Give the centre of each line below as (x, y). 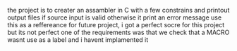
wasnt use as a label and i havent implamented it (78, 40)
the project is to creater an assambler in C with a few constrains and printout (119, 10)
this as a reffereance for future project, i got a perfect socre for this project (116, 25)
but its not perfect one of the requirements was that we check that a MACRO (119, 32)
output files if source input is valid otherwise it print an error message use (115, 17)
